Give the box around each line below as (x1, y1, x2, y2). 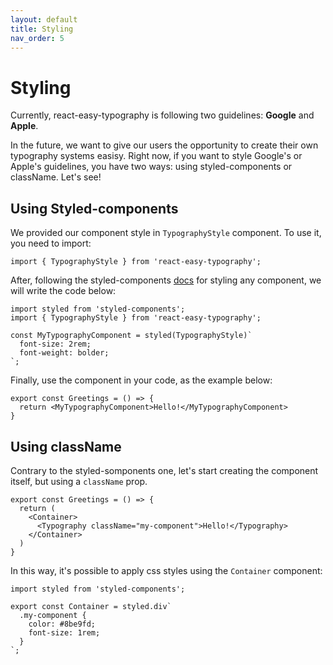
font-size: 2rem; (19, 339, 92, 350)
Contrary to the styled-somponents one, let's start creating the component (10, 464, 319, 476)
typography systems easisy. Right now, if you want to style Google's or (10, 150, 303, 162)
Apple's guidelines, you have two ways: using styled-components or (10, 161, 293, 173)
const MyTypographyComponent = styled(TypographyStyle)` (10, 331, 253, 341)
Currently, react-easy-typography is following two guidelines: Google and (10, 109, 315, 121)
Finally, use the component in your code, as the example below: (10, 374, 273, 386)
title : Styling (10, 24, 74, 34)
